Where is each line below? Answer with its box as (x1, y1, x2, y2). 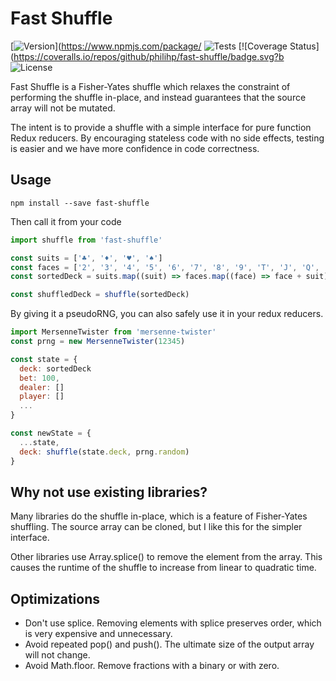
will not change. (24, 649, 91, 661)
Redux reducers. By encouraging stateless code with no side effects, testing (10, 132, 325, 144)
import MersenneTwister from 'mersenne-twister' (10, 327, 217, 337)
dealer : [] (19, 382, 65, 392)
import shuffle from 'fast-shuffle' (10, 235, 163, 245)
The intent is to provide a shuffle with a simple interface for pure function (10, 121, 312, 133)
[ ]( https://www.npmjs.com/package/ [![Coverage (10, 40, 288, 52)
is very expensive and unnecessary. (24, 628, 173, 640)
